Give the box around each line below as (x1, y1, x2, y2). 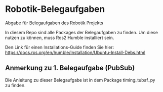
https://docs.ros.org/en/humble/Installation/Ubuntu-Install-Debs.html (5, 49, 146, 55)
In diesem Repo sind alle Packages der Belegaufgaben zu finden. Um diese (5, 29, 158, 35)
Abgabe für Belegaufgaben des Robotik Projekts (5, 20, 104, 26)
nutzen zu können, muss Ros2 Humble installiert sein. (5, 35, 115, 41)
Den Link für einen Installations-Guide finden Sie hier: (5, 44, 114, 50)
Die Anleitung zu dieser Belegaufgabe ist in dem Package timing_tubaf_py (5, 77, 156, 83)
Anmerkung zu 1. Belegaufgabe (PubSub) (5, 64, 135, 72)
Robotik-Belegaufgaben (5, 3, 105, 15)
